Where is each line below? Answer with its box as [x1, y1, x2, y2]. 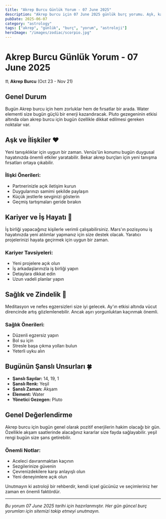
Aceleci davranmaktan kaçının [12, 458, 74, 464]
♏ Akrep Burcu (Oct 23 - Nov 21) [5, 78, 73, 84]
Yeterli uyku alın [12, 348, 45, 354]
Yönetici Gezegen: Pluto [12, 396, 63, 402]
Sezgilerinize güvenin [12, 463, 56, 469]
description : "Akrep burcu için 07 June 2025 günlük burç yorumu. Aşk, [5, 12, 156, 17]
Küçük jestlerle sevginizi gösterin [12, 193, 80, 199]
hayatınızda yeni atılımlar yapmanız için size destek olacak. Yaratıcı [5, 231, 141, 237]
